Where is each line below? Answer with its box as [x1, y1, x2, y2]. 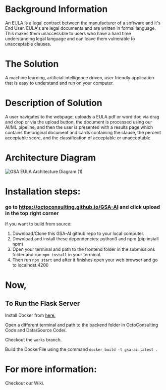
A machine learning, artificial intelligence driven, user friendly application [5, 74, 155, 80]
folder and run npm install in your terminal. [12, 252, 102, 258]
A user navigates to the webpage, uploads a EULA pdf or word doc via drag [5, 113, 160, 119]
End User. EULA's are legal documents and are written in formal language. [5, 25, 156, 31]
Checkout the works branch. [5, 337, 62, 343]
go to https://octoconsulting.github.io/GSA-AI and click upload [5, 203, 160, 210]
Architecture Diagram [5, 152, 96, 163]
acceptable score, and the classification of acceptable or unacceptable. [5, 135, 152, 141]
